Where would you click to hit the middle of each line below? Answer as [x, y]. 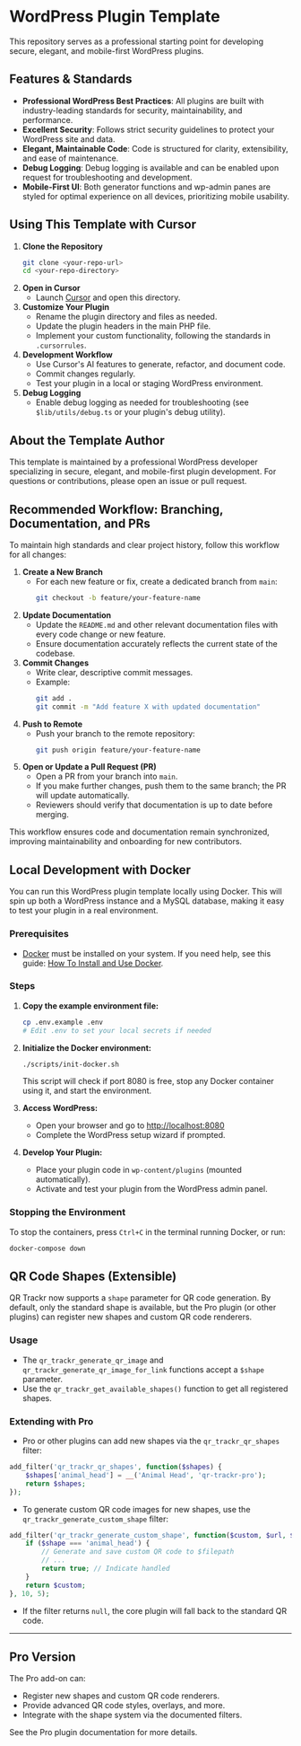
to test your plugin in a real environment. [84, 911]
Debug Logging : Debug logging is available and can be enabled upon [150, 167]
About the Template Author [87, 441]
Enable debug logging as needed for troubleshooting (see [142, 402]
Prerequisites [39, 934]
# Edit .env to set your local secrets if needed [117, 1030]
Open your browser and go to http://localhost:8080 [130, 1125]
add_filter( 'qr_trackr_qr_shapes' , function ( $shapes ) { [116, 1467]
